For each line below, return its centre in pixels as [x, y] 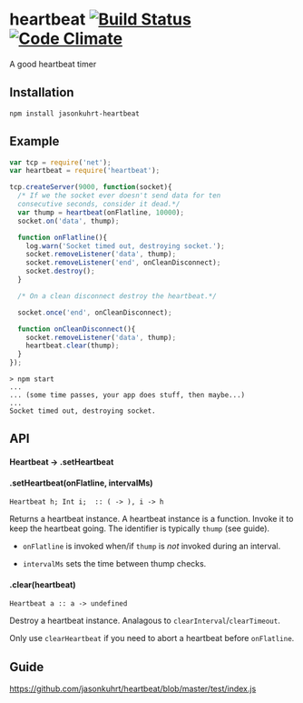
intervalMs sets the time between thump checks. [114, 564]
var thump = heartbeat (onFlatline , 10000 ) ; [101, 212]
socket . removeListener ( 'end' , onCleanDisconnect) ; [123, 263]
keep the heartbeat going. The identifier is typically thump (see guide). [140, 528]
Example [34, 141]
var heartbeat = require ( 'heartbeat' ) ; [85, 171]
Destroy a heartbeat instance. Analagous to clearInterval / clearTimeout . [145, 621]
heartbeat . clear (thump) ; [73, 346]
